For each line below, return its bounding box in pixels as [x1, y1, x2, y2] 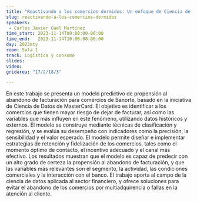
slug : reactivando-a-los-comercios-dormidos [6, 14, 117, 20]
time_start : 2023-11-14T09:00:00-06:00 [6, 31, 104, 37]
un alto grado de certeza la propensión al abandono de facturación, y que [6, 159, 185, 166]
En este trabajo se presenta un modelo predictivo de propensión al [6, 90, 168, 97]
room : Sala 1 [6, 47, 38, 53]
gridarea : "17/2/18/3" [6, 69, 62, 75]
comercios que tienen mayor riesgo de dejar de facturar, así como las [6, 109, 175, 116]
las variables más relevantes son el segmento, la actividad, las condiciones [6, 165, 188, 173]
